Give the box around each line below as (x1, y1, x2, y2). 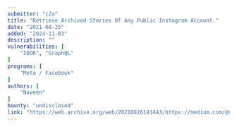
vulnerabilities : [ (7, 43, 65, 50)
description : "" (7, 37, 55, 44)
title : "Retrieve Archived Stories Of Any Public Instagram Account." (7, 17, 219, 24)
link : (7, 109, 23, 116)
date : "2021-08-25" (7, 23, 65, 30)
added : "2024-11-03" (7, 30, 68, 37)
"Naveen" (20, 89, 46, 96)
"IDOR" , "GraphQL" (20, 50, 74, 57)
